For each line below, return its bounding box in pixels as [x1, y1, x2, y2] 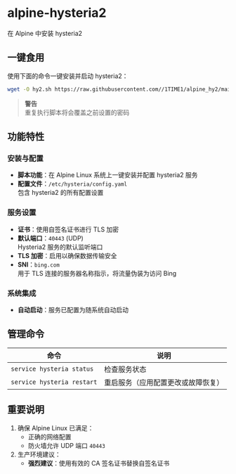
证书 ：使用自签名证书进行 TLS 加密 [17, 225, 119, 233]
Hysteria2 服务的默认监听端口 [17, 243, 103, 251]
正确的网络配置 [27, 433, 72, 441]
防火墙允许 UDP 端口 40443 [27, 441, 105, 449]
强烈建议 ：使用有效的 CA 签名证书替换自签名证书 [27, 459, 170, 467]
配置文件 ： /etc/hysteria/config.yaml [17, 179, 128, 188]
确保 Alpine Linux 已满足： [17, 423, 94, 432]
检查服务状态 [104, 364, 147, 374]
